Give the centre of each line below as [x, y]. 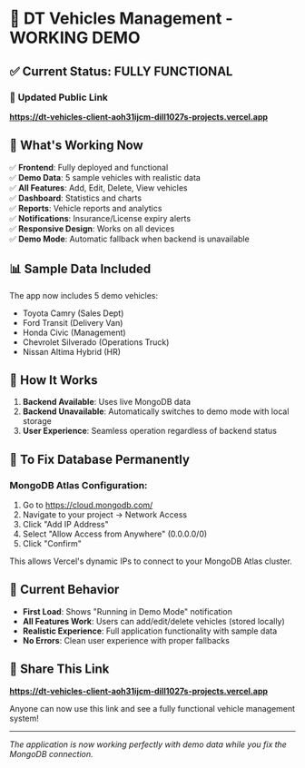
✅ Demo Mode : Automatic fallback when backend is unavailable [129, 239]
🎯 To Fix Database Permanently [100, 459]
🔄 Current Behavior [64, 590]
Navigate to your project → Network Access [105, 515]
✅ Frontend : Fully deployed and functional [89, 167]
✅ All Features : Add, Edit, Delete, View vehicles [98, 187]
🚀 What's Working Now [76, 146]
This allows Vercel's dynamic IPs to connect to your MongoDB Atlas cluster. [151, 561]
